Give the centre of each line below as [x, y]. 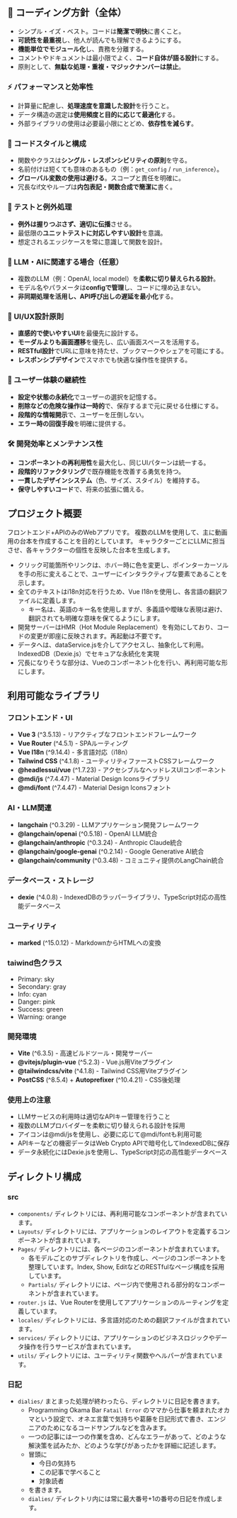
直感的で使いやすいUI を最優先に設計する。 [80, 333]
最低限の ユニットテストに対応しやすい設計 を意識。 [92, 233]
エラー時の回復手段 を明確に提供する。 [73, 423]
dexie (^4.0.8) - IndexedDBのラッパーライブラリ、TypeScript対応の [116, 897]
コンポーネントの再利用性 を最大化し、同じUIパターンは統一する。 [114, 462]
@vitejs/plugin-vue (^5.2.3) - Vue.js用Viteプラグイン [95, 1062]
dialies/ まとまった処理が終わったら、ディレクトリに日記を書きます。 [121, 1401]
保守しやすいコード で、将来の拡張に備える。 [82, 489]
